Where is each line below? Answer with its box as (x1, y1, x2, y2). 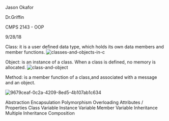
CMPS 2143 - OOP (5, 24, 44, 30)
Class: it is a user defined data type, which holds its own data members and (5, 44, 164, 50)
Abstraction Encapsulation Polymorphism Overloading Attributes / (5, 99, 144, 105)
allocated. (5, 65, 26, 70)
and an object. (5, 80, 36, 85)
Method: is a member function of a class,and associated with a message (5, 74, 157, 80)
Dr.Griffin (5, 14, 24, 20)
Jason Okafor (5, 5, 34, 10)
